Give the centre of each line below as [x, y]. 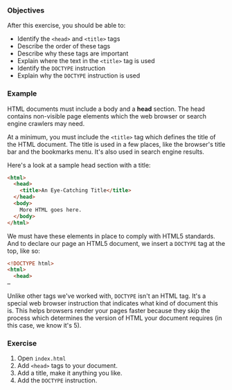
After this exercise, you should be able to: [66, 26]
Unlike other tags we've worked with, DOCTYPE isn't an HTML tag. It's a [107, 296]
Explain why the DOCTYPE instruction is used [79, 76]
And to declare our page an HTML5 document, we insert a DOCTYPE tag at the [116, 243]
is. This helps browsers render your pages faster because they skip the [109, 311]
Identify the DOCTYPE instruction [61, 69]
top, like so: [24, 251]
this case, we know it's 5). [44, 326]
